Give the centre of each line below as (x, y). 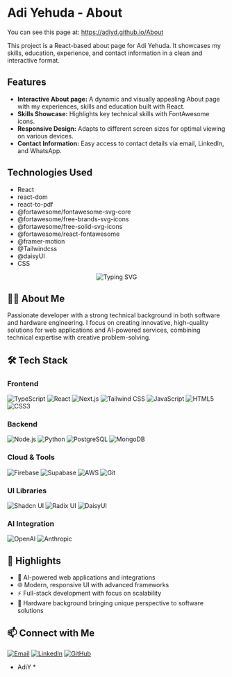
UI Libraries (27, 491)
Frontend (23, 383)
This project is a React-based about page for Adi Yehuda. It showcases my (114, 45)
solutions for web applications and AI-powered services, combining (104, 330)
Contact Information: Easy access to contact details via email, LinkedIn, (121, 143)
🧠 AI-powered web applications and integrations (86, 578)
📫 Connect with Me (51, 634)
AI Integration (31, 523)
